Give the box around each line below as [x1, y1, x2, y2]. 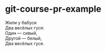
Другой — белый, [5, 35, 42, 41]
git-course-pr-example [5, 3, 102, 15]
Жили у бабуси [5, 20, 37, 25]
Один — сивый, [5, 30, 38, 36]
